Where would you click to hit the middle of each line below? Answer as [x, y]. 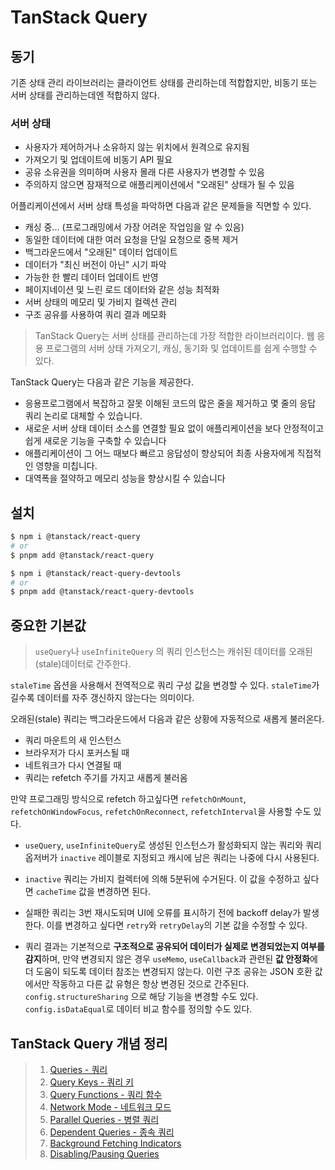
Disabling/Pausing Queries [104, 1153]
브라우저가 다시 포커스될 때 [77, 753]
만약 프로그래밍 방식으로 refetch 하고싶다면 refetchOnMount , [128, 799]
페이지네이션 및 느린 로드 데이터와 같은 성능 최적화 [122, 290]
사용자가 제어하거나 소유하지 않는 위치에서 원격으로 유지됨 [137, 147]
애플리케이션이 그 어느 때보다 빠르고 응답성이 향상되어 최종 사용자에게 [159, 453]
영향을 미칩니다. [66, 466]
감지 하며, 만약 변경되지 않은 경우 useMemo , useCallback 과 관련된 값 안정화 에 [171, 959]
